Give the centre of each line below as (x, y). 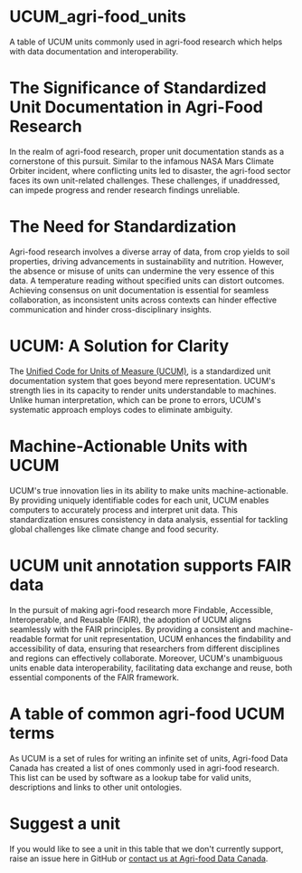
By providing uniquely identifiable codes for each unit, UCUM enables (139, 500)
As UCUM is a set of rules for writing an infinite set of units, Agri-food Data (149, 758)
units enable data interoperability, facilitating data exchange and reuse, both (151, 667)
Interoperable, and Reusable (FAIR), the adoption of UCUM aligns (130, 619)
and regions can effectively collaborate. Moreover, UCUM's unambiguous (146, 657)
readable (26, 638)
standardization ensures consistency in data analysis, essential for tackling (149, 519)
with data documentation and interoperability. (94, 51)
